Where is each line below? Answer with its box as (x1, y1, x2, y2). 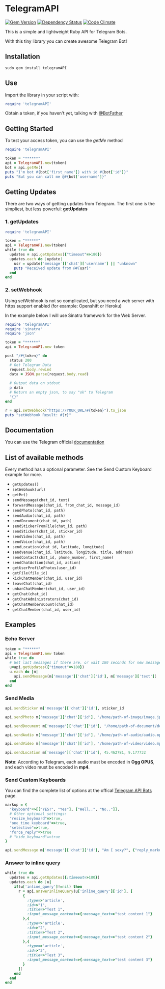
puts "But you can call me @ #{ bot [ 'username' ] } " (5, 174, 107, 179)
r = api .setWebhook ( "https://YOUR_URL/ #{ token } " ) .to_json (5, 408, 126, 413)
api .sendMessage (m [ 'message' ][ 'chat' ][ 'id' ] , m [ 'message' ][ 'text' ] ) (14, 674, 157, 678)
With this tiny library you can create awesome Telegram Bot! (5, 38, 127, 44)
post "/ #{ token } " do (5, 353, 48, 359)
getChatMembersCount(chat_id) (12, 602, 75, 607)
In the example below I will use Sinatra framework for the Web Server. (5, 312, 146, 318)
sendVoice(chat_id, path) (12, 539, 65, 544)
